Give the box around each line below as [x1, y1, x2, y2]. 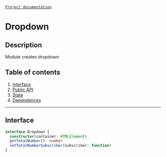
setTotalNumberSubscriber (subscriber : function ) [9, 143, 112, 148]
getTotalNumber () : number [9, 139, 63, 144]
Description [5, 41, 42, 49]
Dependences [12, 97, 41, 103]
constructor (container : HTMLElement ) [9, 134, 87, 139]
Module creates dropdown [5, 54, 59, 59]
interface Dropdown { [5, 129, 50, 134]
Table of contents [5, 68, 60, 77]
